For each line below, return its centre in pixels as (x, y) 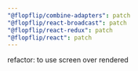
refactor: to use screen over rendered (68, 60)
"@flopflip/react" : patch (49, 37)
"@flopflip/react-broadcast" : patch (67, 23)
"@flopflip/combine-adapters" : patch (69, 15)
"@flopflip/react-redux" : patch (60, 30)
